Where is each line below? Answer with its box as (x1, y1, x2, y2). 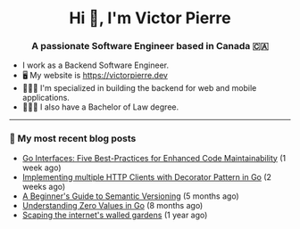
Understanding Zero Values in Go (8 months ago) (21, 200, 204, 210)
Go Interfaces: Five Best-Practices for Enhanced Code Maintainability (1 (21, 152, 287, 163)
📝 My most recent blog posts (9, 133, 137, 145)
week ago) (21, 162, 62, 173)
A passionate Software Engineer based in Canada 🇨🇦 (30, 40, 270, 53)
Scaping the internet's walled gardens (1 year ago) (21, 209, 208, 220)
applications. (21, 93, 70, 103)
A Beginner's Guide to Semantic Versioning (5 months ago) (21, 191, 239, 201)
